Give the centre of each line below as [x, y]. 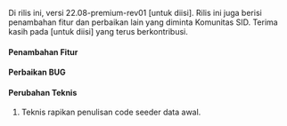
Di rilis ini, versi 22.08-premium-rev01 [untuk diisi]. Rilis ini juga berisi [135, 13]
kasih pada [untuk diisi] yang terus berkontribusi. [98, 31]
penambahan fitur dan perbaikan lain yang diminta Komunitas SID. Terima [143, 22]
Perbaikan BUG [37, 72]
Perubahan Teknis [43, 92]
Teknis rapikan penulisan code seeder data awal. [111, 112]
